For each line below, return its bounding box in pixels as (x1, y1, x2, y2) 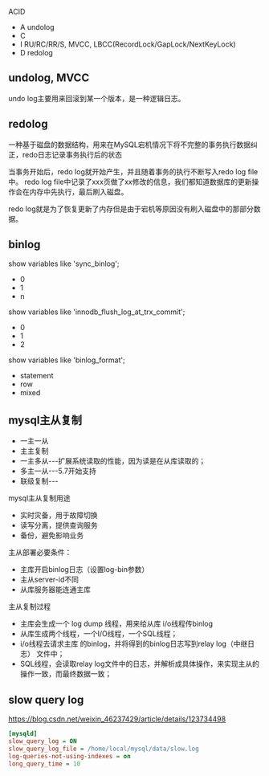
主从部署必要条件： (8, 548, 72, 557)
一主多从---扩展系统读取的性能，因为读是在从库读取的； (19, 456, 206, 466)
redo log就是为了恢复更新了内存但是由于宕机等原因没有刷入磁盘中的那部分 (8, 204, 255, 214)
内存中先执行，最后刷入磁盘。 (29, 186, 128, 196)
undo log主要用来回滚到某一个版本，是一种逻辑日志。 (8, 93, 185, 103)
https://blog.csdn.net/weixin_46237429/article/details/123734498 (8, 714, 226, 724)
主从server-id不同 (19, 574, 79, 585)
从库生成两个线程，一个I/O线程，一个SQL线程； (19, 629, 178, 639)
